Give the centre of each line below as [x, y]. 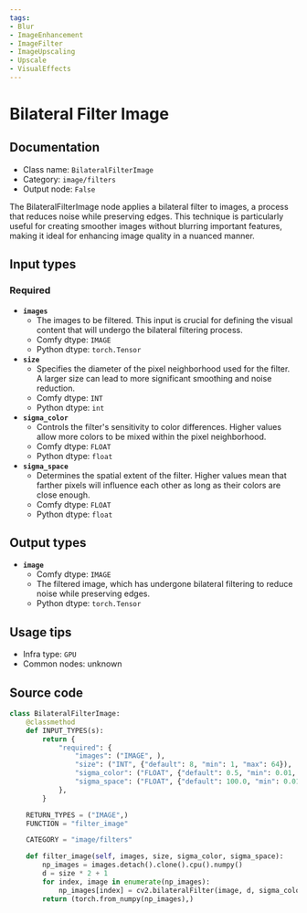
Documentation [55, 147]
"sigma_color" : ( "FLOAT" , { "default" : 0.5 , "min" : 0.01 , [185, 773]
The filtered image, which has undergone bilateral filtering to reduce [164, 584]
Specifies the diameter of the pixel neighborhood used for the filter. [163, 368]
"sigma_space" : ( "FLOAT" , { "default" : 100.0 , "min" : [177, 782]
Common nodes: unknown [72, 664]
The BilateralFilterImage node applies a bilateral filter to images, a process [149, 206]
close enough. [63, 495]
